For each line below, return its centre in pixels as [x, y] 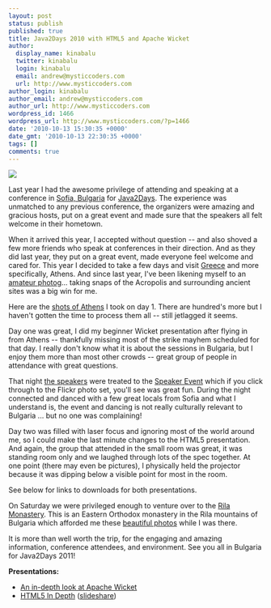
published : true [36, 31]
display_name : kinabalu [55, 53]
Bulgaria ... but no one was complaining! [75, 416]
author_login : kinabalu [49, 91]
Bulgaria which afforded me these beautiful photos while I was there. [123, 523]
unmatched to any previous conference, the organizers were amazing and [131, 206]
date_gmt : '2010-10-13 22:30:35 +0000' [76, 136]
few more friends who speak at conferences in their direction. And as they [132, 249]
